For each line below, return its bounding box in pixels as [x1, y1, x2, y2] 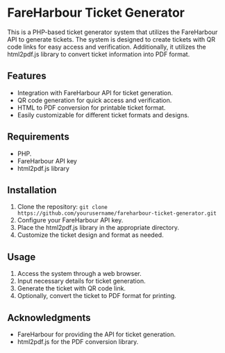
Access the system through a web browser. [17, 270, 142, 278]
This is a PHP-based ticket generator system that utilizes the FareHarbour [7, 28, 218, 36]
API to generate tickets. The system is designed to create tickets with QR [7, 35, 216, 43]
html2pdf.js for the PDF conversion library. [17, 338, 139, 345]
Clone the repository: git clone [17, 203, 108, 211]
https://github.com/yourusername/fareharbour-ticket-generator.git [17, 210, 217, 217]
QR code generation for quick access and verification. [17, 96, 172, 104]
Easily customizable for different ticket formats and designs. [17, 110, 190, 119]
